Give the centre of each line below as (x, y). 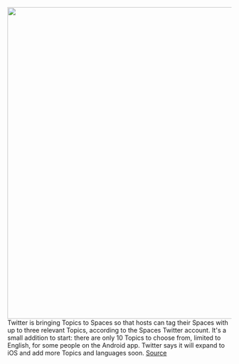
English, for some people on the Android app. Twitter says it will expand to (116, 345)
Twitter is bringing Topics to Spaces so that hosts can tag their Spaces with (118, 323)
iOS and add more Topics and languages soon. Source (87, 353)
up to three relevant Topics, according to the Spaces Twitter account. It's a (117, 330)
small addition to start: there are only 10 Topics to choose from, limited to (114, 338)
